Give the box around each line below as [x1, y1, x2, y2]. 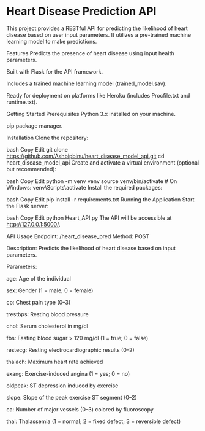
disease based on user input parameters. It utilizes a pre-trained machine [6, 31, 192, 38]
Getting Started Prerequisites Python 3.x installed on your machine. [6, 110, 176, 117]
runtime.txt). [6, 98, 38, 106]
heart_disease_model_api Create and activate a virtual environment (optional [6, 158, 199, 166]
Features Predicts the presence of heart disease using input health [6, 49, 174, 56]
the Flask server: [6, 202, 49, 209]
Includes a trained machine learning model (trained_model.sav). [6, 80, 167, 87]
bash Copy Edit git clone [6, 146, 69, 153]
